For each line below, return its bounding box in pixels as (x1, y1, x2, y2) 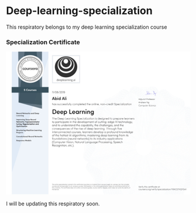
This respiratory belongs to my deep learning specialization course (6, 23, 167, 30)
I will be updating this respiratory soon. (6, 200, 100, 207)
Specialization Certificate (6, 38, 80, 46)
